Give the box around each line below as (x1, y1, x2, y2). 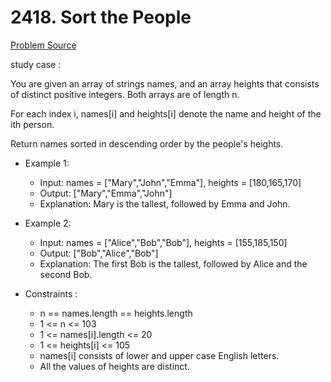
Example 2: (24, 217, 72, 229)
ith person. (10, 118, 55, 130)
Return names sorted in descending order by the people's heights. (10, 137, 284, 150)
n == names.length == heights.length (39, 307, 193, 319)
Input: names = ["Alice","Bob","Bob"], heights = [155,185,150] (39, 236, 288, 248)
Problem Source (10, 39, 77, 51)
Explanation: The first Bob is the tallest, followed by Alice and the (39, 257, 308, 270)
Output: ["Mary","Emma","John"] (39, 187, 173, 199)
